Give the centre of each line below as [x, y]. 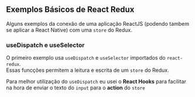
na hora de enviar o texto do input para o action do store [76, 88]
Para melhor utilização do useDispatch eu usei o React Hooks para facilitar [96, 82]
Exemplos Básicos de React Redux [70, 10]
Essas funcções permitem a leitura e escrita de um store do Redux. [88, 70]
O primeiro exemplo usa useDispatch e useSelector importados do [86, 58]
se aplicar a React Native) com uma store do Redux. [69, 30]
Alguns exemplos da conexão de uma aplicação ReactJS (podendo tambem [98, 23]
